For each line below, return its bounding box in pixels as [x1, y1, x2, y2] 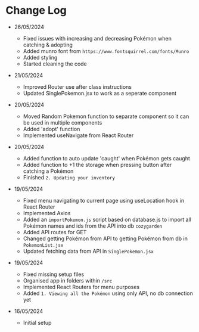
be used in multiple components [23, 119, 102, 126]
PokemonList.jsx [23, 242, 64, 248]
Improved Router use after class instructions [23, 83, 132, 90]
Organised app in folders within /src [23, 277, 113, 284]
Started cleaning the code [23, 60, 87, 67]
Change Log [5, 4, 67, 17]
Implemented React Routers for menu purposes [23, 283, 140, 290]
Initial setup [23, 319, 52, 326]
